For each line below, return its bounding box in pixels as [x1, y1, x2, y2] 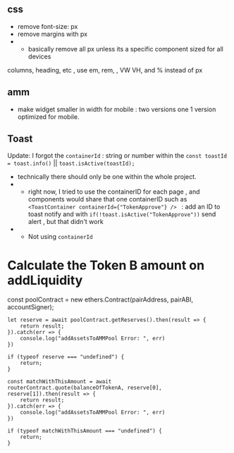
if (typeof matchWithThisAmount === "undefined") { [7, 428, 162, 435]
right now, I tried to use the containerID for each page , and [27, 187, 200, 196]
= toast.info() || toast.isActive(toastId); [7, 159, 135, 168]
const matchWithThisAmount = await [7, 378, 112, 385]
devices [27, 52, 51, 61]
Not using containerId [27, 232, 93, 241]
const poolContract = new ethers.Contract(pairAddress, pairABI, [7, 295, 194, 304]
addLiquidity [7, 272, 83, 288]
